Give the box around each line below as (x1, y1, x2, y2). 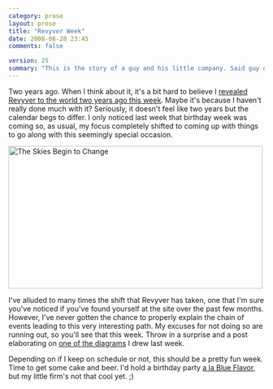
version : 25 (8, 57, 49, 65)
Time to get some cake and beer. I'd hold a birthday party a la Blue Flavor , (8, 362, 256, 372)
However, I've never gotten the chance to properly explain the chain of (8, 312, 245, 322)
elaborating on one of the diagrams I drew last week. (8, 338, 185, 348)
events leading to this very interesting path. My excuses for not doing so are (8, 321, 263, 331)
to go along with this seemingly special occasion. (8, 129, 173, 139)
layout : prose (8, 19, 57, 28)
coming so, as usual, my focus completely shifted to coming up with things (8, 121, 258, 131)
